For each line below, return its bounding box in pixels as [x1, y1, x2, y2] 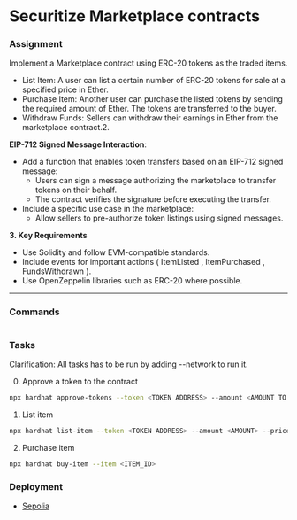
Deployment [9, 480, 64, 493]
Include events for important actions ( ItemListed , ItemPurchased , [21, 257, 265, 268]
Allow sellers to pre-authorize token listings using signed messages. [34, 213, 284, 223]
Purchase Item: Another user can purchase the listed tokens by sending [21, 94, 283, 105]
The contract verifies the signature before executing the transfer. [34, 194, 272, 205]
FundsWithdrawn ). [21, 266, 92, 276]
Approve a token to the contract [21, 376, 139, 387]
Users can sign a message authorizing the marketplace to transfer [34, 175, 277, 186]
